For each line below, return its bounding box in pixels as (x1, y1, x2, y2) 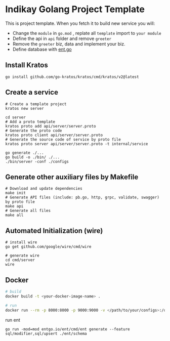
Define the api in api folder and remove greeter (12, 35, 112, 41)
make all (5, 212, 24, 218)
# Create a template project (5, 101, 67, 107)
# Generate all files (5, 208, 51, 214)
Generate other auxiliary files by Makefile (5, 173, 139, 181)
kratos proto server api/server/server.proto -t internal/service (5, 141, 148, 146)
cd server (5, 115, 26, 120)
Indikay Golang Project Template (5, 4, 145, 15)
